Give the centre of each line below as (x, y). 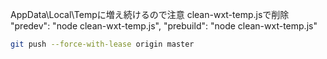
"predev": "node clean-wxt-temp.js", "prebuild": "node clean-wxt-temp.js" (164, 26)
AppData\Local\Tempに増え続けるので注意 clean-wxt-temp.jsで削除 (150, 14)
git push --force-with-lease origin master (102, 44)
